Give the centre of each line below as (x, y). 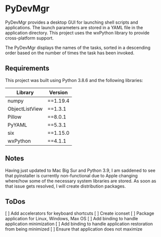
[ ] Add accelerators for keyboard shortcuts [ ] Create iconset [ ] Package (80, 213)
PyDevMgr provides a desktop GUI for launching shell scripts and (72, 22)
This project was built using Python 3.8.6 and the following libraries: (74, 80)
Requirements (27, 68)
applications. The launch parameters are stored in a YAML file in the (74, 27)
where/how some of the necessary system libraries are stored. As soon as (81, 181)
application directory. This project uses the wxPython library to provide (77, 33)
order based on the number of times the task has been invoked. (70, 53)
